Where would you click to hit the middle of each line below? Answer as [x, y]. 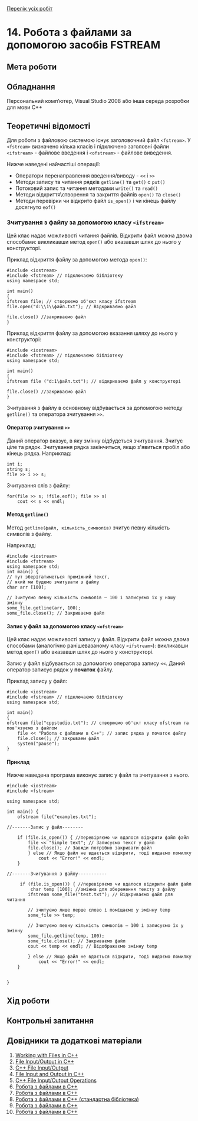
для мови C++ [25, 107]
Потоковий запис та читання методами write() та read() [87, 188]
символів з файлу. [29, 534]
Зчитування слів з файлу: [38, 485]
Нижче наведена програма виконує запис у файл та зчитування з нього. [98, 775]
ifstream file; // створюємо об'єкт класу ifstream [71, 301]
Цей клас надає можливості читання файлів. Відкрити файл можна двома [100, 235]
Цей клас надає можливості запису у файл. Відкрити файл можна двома [98, 639]
